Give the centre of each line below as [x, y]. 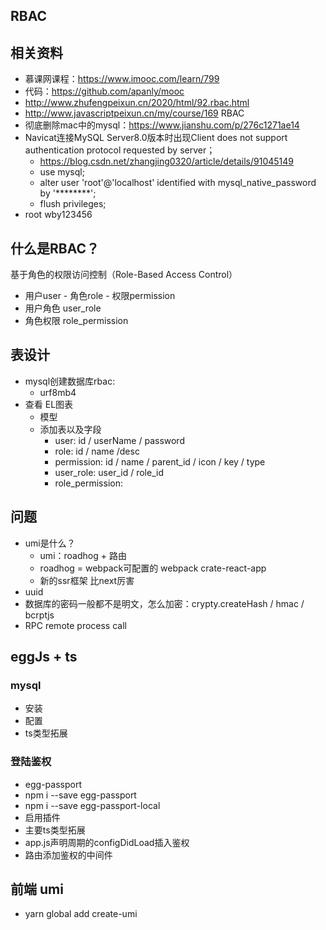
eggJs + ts [44, 657]
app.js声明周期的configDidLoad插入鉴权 [107, 842]
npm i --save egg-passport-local [92, 805]
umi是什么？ [50, 543]
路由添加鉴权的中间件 [68, 855]
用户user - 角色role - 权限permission [100, 296]
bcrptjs [39, 615]
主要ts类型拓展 [55, 830]
